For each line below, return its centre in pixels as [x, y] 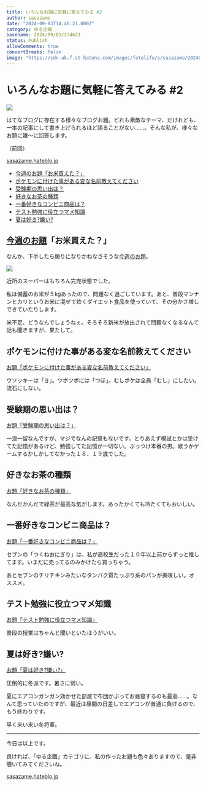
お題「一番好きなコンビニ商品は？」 [52, 541]
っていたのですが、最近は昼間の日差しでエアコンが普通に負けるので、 [111, 704]
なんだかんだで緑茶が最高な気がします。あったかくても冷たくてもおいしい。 [102, 504]
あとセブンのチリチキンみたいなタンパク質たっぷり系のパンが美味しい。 [98, 575]
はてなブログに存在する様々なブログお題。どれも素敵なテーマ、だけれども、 [103, 120]
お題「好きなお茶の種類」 [39, 491]
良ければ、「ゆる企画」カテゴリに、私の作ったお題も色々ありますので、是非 [102, 757]
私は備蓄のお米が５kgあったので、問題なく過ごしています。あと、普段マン [100, 294]
